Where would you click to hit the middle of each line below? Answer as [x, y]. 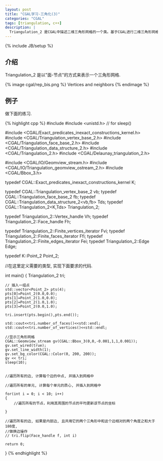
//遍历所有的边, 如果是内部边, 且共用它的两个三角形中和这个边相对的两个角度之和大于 [80, 421]
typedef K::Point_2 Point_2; [32, 256]
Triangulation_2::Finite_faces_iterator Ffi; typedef [54, 236]
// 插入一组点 [17, 285]
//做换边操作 [16, 431]
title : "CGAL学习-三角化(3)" [33, 14]
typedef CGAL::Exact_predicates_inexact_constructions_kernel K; [70, 182]
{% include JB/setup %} [29, 46]
